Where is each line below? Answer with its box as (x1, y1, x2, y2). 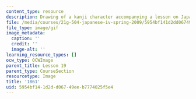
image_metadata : (6, 30, 45, 36)
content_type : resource (6, 8, 64, 15)
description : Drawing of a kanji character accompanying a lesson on (6, 14, 179, 20)
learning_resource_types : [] (6, 52, 77, 58)
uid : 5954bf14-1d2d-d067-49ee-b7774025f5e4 (6, 84, 114, 90)
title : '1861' (6, 79, 41, 85)
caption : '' (11, 36, 41, 41)
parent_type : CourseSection (6, 68, 75, 74)
